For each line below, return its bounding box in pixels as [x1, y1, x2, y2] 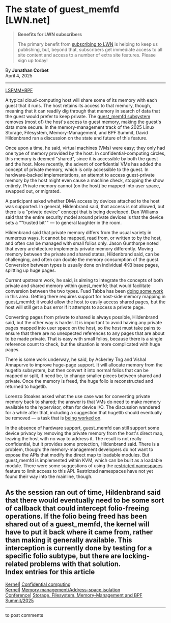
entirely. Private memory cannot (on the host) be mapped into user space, [5, 182, 160, 189]
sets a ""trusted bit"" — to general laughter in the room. [5, 219, 122, 225]
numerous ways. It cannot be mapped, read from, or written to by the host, [5, 235, 162, 241]
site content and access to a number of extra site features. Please [17, 52, 156, 58]
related [5, 560, 28, 569]
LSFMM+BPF [5, 87, 33, 93]
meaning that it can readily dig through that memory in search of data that [5, 108, 160, 114]
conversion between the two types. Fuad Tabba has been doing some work [5, 288, 164, 294]
